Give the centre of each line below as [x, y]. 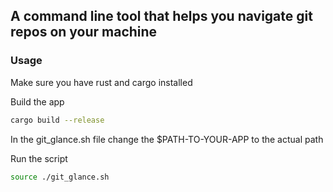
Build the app [37, 101]
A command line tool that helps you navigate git [161, 16]
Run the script [39, 158]
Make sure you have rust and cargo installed [101, 82]
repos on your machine [84, 32]
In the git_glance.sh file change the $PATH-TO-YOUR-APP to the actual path [167, 139]
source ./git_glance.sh [60, 177]
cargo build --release [57, 120]
